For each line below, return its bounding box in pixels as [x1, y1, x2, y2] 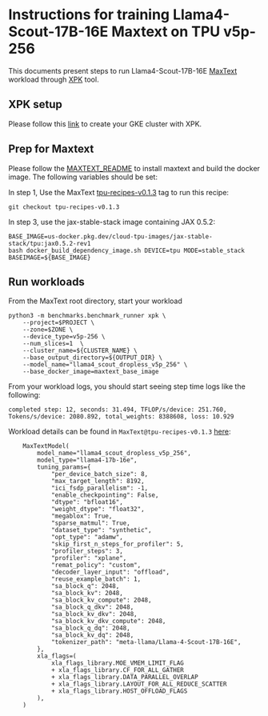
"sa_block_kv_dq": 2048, [50, 631, 134, 639]
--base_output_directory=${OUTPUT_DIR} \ [22, 354, 162, 362]
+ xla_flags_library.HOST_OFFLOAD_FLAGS [50, 687, 188, 695]
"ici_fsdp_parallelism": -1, [50, 484, 149, 493]
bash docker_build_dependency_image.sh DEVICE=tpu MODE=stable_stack [8, 246, 246, 254]
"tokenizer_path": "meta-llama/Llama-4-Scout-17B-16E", [50, 638, 242, 646]
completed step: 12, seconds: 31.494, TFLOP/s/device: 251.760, [8, 406, 227, 414]
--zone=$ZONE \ [22, 326, 74, 334]
